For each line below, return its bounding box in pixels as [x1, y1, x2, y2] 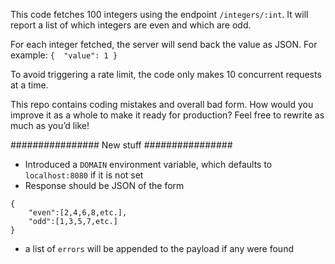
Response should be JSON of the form [24, 180, 185, 191]
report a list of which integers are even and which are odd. [10, 19, 252, 31]
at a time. [10, 79, 49, 91]
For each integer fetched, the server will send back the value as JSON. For [10, 39, 318, 50]
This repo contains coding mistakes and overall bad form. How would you [10, 99, 314, 110]
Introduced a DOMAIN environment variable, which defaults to [24, 159, 273, 170]
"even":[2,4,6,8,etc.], [28, 208, 128, 218]
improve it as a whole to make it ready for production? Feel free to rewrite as [10, 109, 325, 121]
